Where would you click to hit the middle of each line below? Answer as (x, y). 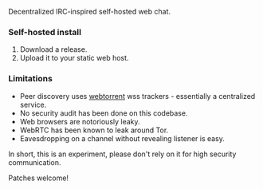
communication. (35, 162)
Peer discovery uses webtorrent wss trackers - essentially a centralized (137, 96)
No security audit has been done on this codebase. (104, 113)
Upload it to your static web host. (74, 58)
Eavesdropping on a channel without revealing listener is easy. (122, 138)
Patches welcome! (39, 178)
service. (33, 104)
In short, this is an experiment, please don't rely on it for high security (122, 154)
